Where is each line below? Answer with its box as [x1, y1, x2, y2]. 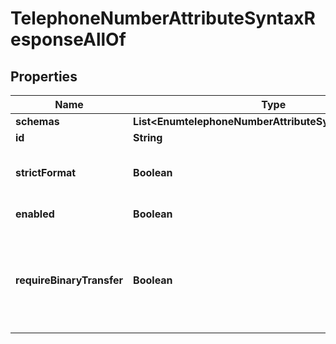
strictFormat [15, 166, 77, 179]
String [133, 131, 163, 144]
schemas [15, 115, 60, 128]
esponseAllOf [10, 28, 127, 51]
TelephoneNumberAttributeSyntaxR [10, 7, 316, 30]
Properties [10, 68, 78, 85]
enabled [15, 207, 55, 221]
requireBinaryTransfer [15, 273, 124, 287]
